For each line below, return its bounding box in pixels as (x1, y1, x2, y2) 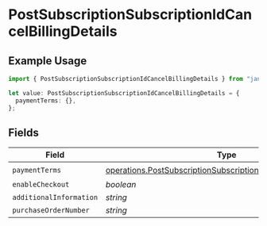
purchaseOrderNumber (12, 206, 90, 215)
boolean (105, 179, 137, 190)
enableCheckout (12, 180, 70, 190)
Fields (8, 125, 40, 140)
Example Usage (8, 54, 87, 67)
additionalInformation (12, 193, 98, 202)
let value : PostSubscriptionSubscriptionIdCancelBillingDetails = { (8, 89, 240, 97)
